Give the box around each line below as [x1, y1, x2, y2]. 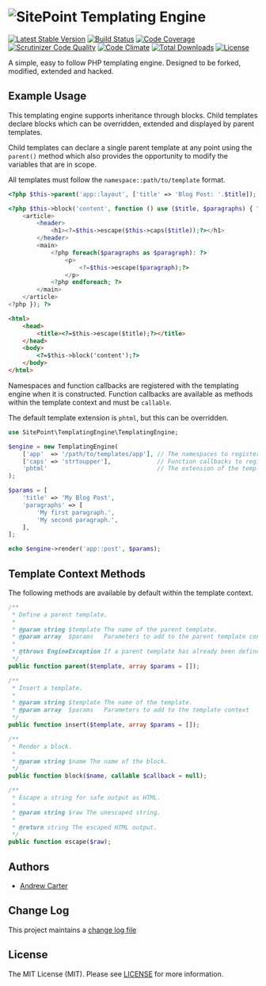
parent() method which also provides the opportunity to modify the [8, 151, 228, 160]
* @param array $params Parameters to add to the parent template [11, 633, 246, 641]
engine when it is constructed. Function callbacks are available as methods [8, 389, 253, 398]
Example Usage [8, 90, 87, 103]
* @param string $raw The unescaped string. [11, 808, 161, 816]
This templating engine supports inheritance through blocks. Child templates [8, 110, 258, 120]
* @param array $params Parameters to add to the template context [11, 706, 249, 714]
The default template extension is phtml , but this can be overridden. [8, 412, 229, 422]
